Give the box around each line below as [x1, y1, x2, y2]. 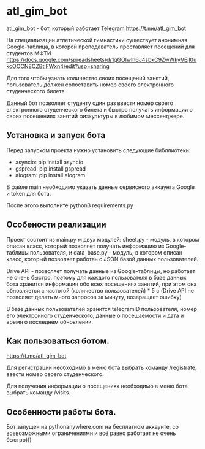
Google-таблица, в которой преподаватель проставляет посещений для [6, 43, 195, 50]
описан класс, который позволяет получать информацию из [6, 242, 165, 250]
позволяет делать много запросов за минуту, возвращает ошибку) [6, 293, 182, 301]
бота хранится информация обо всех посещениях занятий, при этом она [6, 280, 197, 288]
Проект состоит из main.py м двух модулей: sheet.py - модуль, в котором [6, 236, 199, 243]
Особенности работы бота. [6, 407, 116, 417]
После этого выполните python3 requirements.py [6, 201, 133, 209]
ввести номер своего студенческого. [6, 370, 104, 378]
